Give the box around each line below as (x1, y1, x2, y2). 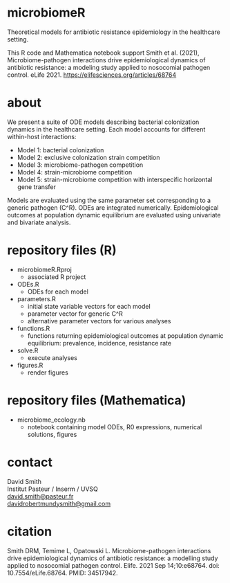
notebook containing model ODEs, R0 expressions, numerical (27, 422, 202, 431)
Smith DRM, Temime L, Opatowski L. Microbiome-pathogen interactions (7, 546, 211, 555)
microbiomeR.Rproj (17, 265, 73, 273)
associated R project (27, 272, 86, 281)
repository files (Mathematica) (7, 393, 186, 408)
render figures (27, 368, 69, 377)
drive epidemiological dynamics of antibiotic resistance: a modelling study (7, 554, 218, 562)
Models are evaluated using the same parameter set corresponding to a (7, 196, 211, 204)
